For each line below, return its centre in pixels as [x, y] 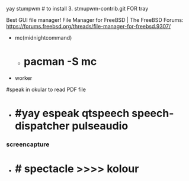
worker [23, 78]
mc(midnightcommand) [43, 38]
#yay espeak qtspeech [72, 113]
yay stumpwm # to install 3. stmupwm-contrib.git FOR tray [77, 9]
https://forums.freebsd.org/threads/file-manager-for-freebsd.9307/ [89, 26]
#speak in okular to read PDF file [46, 89]
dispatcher [42, 126]
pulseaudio [100, 126]
